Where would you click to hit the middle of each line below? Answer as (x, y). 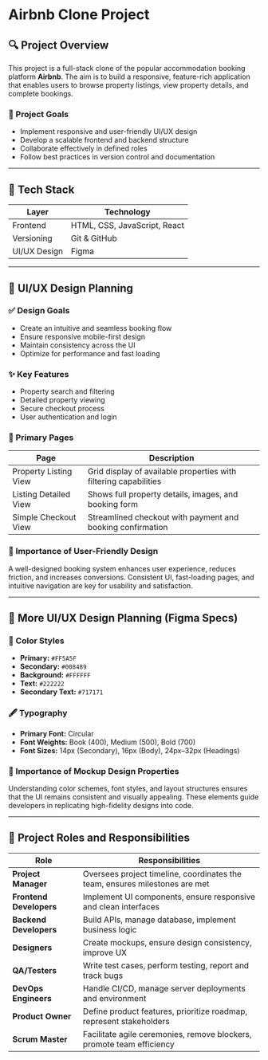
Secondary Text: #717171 (61, 692)
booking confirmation (128, 528)
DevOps (28, 988)
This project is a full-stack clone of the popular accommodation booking (127, 68)
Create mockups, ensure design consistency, (167, 942)
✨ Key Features (39, 374)
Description (171, 458)
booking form (112, 504)
